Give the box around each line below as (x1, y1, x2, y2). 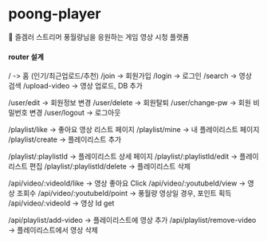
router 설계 (8, 52, 44, 61)
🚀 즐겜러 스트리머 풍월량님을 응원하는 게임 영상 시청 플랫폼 (8, 32, 190, 41)
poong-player (8, 5, 101, 23)
